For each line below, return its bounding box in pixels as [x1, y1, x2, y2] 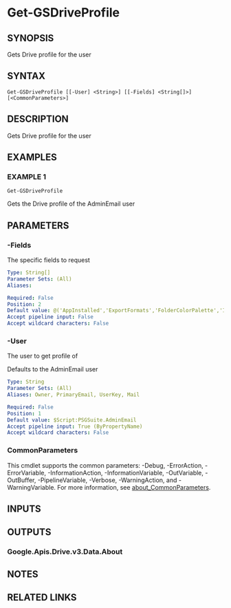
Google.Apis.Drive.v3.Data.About [7, 547, 123, 556]
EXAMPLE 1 [7, 172, 47, 182]
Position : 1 [7, 410, 41, 417]
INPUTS [7, 503, 41, 514]
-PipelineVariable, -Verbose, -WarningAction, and [37, 476, 177, 484]
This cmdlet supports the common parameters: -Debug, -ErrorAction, [7, 461, 204, 469]
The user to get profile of [7, 352, 78, 360]
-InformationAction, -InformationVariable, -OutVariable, [47, 468, 204, 477]
